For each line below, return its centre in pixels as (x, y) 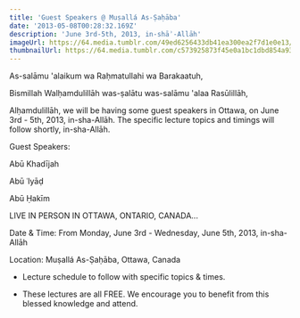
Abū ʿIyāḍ (26, 181)
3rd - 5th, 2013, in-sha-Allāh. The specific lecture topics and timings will (142, 120)
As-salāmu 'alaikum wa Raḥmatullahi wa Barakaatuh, (106, 76)
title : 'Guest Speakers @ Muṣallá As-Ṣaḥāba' (95, 17)
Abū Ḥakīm (30, 199)
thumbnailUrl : (36, 51)
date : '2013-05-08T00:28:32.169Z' (74, 26)
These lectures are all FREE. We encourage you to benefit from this (146, 294)
